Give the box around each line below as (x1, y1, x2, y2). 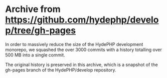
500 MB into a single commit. (5, 51, 65, 58)
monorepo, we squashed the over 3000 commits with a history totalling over (5, 46, 162, 52)
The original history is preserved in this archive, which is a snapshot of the (5, 61, 158, 67)
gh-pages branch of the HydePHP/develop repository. (5, 66, 116, 73)
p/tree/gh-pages (5, 25, 76, 36)
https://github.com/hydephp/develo (5, 14, 159, 25)
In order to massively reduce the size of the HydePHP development (5, 41, 144, 47)
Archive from (5, 3, 61, 15)
